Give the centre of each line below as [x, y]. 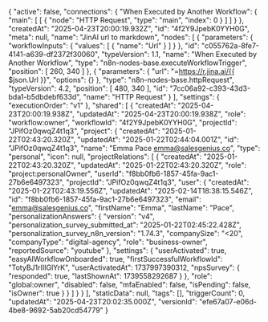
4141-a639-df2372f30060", [54, 54]
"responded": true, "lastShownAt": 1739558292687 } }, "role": [110, 276]
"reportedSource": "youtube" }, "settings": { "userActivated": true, [118, 251]
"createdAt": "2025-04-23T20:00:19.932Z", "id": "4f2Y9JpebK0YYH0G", [129, 29]
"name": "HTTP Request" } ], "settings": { [151, 97]
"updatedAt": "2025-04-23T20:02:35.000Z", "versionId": [103, 302]
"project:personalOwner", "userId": [66, 173]
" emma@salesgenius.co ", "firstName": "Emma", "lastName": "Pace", [121, 208]
